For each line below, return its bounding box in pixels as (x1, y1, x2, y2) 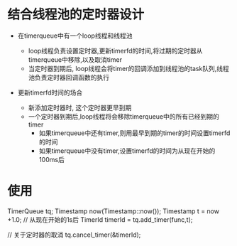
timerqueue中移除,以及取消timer (28, 55, 123, 64)
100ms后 (38, 155, 65, 164)
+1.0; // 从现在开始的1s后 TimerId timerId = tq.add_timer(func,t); (7, 215, 193, 224)
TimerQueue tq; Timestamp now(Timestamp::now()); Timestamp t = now (7, 207, 220, 215)
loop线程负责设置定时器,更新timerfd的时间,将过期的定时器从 (28, 46, 203, 55)
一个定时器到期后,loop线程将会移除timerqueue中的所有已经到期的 (28, 112, 220, 121)
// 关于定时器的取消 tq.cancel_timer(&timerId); (7, 230, 141, 239)
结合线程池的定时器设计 (7, 6, 145, 23)
